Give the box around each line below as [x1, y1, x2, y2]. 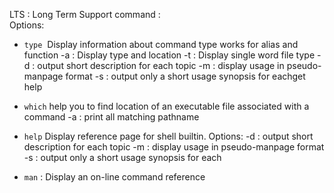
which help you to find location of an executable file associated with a [23, 100, 310, 112]
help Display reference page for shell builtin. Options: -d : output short [23, 130, 314, 142]
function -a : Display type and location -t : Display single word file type [23, 49, 316, 61]
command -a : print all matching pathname [23, 111, 200, 123]
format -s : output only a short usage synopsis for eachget [65, 70, 306, 82]
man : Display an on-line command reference [23, 171, 206, 183]
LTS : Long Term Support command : [9, 9, 161, 20]
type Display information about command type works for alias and [23, 39, 299, 50]
